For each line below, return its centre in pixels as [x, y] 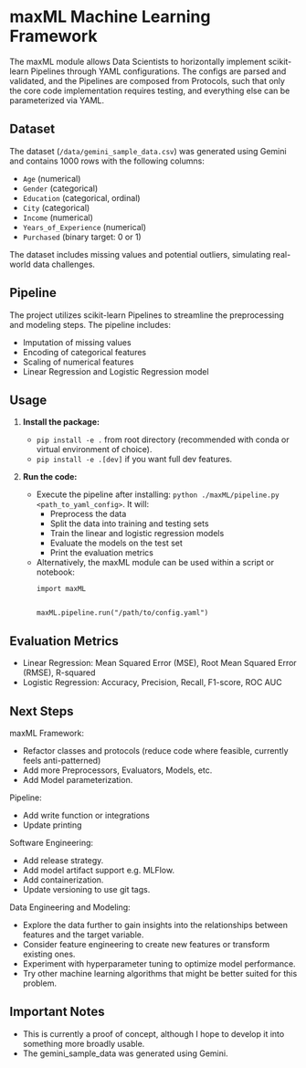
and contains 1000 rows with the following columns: [107, 161]
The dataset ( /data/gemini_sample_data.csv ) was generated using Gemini [148, 151]
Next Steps [42, 711]
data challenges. [64, 264]
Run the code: [50, 477]
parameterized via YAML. [57, 100]
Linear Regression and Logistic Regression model [116, 371]
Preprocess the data [88, 514]
